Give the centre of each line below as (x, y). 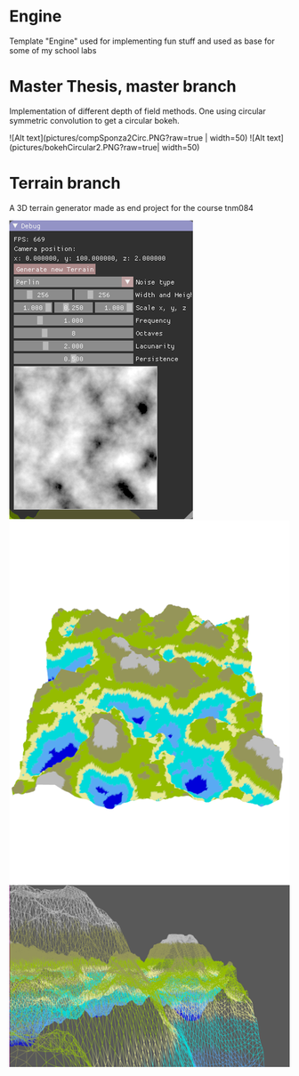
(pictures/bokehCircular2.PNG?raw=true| (85, 147)
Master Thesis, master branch (123, 87)
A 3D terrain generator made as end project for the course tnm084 (131, 207)
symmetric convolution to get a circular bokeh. (94, 120)
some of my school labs (53, 50)
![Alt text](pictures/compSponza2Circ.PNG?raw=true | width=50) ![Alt (137, 138)
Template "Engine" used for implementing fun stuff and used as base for (142, 41)
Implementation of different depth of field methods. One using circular (137, 111)
